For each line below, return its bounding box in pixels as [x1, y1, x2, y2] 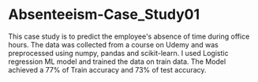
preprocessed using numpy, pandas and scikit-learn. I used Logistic [8, 48, 229, 58]
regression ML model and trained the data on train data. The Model [8, 57, 226, 66]
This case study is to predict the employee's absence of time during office [8, 32, 250, 41]
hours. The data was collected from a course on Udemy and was [8, 39, 219, 49]
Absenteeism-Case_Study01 [8, 6, 200, 24]
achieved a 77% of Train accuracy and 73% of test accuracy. [8, 65, 207, 74]
